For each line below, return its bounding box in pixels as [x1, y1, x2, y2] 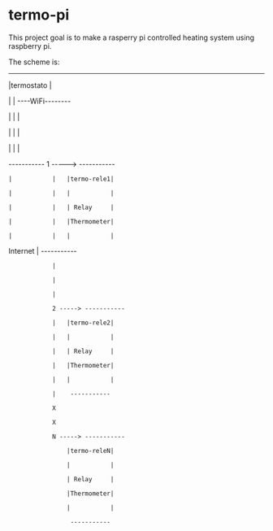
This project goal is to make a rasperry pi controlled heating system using [8, 33, 254, 42]
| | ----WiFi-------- [8, 96, 71, 106]
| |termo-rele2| [51, 319, 115, 327]
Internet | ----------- [8, 246, 77, 255]
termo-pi [8, 6, 70, 24]
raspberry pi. [8, 41, 52, 50]
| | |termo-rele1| [8, 175, 115, 183]
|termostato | [8, 80, 52, 90]
